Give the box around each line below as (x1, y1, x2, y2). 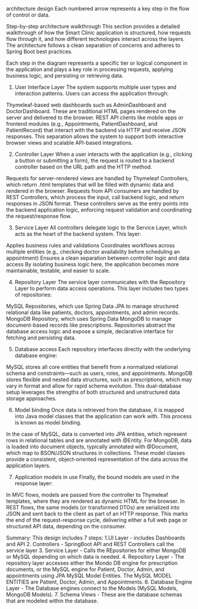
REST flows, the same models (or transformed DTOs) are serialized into (6, 504, 180, 511)
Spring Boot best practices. (6, 48, 73, 55)
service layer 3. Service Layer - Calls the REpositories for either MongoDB (6, 547, 186, 554)
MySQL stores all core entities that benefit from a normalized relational (6, 364, 178, 370)
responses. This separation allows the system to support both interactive (6, 133, 184, 140)
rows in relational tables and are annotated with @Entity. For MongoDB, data (6, 437, 192, 444)
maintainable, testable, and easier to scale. (6, 267, 111, 274)
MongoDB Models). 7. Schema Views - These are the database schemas (6, 591, 183, 598)
